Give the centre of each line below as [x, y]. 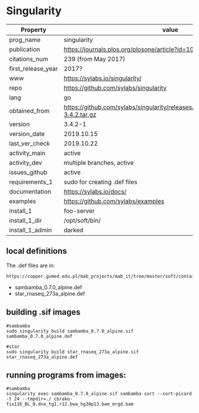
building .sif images [44, 312]
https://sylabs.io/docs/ [95, 191]
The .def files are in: [31, 265]
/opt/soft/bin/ [82, 220]
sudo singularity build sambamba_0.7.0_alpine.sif [70, 331]
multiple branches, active [99, 162]
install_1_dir [26, 220]
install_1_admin [31, 230]
